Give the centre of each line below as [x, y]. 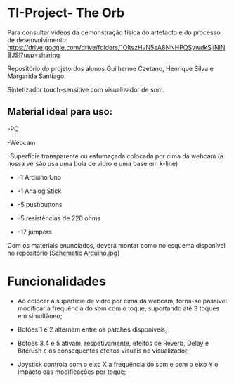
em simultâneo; [40, 315]
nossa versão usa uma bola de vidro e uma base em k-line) [93, 163]
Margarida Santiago [36, 76]
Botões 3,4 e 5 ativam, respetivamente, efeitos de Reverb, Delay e [113, 343]
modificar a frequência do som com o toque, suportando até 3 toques [118, 308]
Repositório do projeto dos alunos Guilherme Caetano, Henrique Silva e [111, 68]
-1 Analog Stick [39, 191]
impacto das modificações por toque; [72, 372]
